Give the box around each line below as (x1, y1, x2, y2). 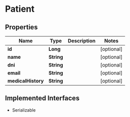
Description (68, 38, 96, 44)
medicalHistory (7, 77, 44, 84)
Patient (5, 3, 35, 15)
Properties (5, 23, 38, 31)
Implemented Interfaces (5, 94, 80, 102)
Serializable (12, 107, 36, 113)
